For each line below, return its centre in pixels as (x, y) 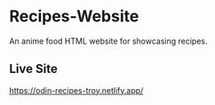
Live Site (33, 69)
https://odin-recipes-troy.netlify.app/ (76, 90)
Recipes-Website (74, 16)
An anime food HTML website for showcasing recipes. (108, 41)
